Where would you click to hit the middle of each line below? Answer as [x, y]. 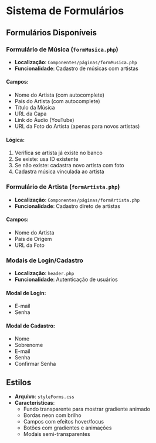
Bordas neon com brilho [52, 415]
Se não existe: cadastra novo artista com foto [69, 166]
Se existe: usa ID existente [46, 159]
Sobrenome [29, 345]
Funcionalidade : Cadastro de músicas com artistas [77, 68]
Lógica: [16, 140]
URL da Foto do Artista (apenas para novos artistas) [77, 126]
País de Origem [33, 239]
